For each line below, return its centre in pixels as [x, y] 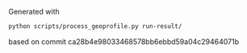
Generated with [34, 12]
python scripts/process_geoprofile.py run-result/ [95, 26]
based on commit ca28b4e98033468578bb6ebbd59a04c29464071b [124, 41]
